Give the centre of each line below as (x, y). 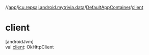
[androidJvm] (20, 41)
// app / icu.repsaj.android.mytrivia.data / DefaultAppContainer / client (74, 7)
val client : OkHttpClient (30, 47)
